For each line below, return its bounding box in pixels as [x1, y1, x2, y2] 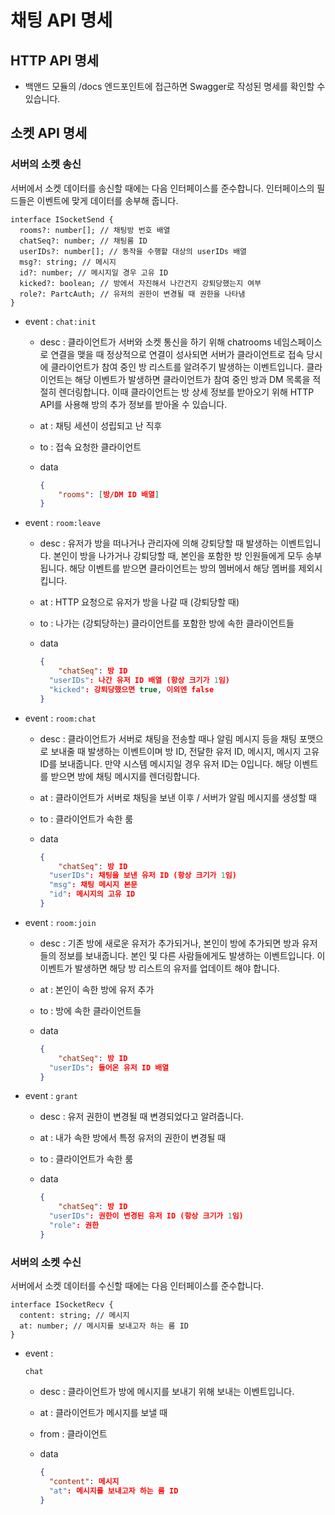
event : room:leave [24, 517, 101, 529]
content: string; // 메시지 [19, 1311, 130, 1321]
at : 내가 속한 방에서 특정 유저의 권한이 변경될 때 [39, 1132, 227, 1144]
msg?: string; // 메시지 [19, 257, 117, 267]
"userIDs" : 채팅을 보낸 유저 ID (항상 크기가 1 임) [48, 871, 237, 881]
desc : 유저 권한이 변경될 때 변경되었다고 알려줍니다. [39, 1111, 244, 1123]
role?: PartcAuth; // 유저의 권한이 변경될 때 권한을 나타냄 [19, 289, 246, 299]
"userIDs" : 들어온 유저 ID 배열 [48, 1062, 170, 1073]
